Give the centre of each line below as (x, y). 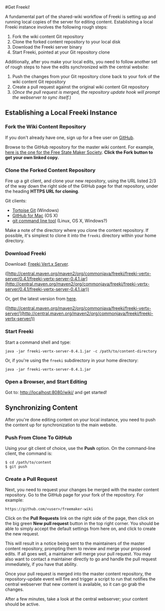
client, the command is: (29, 453)
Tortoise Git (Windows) (35, 210)
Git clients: (16, 200)
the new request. (22, 534)
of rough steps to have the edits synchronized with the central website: (77, 67)
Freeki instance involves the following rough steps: (56, 27)
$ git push (16, 467)
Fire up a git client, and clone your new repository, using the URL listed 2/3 (81, 181)
